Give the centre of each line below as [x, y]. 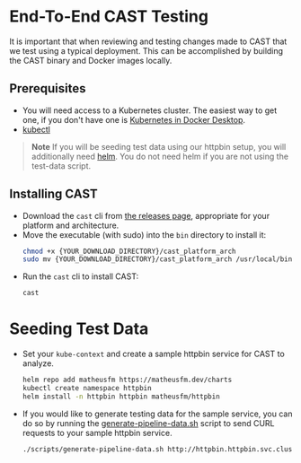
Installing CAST [54, 194]
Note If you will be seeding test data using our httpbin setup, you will [159, 146]
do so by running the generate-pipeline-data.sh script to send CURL [149, 423]
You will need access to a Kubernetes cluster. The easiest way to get [150, 110]
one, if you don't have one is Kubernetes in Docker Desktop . [133, 119]
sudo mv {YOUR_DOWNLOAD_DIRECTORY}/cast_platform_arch [127, 259]
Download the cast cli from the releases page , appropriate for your [146, 215]
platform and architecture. [71, 225]
